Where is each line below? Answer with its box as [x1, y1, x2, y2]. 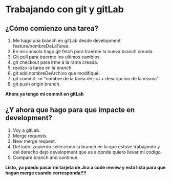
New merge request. [12, 138, 56, 144]
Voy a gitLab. [12, 127, 41, 133]
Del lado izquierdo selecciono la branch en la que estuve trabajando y [12, 143, 160, 149]
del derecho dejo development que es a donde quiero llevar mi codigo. [12, 149, 162, 155]
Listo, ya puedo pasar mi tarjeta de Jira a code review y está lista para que [5, 164, 166, 170]
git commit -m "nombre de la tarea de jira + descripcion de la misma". [12, 76, 160, 81]
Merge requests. [12, 132, 48, 139]
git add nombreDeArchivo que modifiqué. [12, 70, 100, 76]
